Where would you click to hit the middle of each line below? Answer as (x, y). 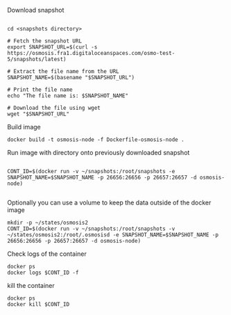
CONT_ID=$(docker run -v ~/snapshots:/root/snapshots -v (91, 229)
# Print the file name (40, 90)
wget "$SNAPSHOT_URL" (38, 114)
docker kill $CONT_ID (38, 305)
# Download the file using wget (54, 108)
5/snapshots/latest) (37, 59)
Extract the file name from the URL (66, 72)
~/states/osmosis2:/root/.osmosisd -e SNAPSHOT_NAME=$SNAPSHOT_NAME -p (113, 235)
